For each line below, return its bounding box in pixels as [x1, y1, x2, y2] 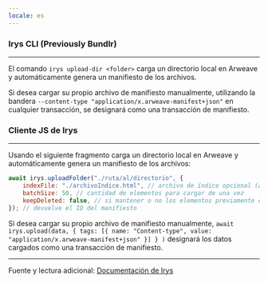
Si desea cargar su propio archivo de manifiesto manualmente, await [8, 218, 234, 228]
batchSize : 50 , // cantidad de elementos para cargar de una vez [22, 189, 245, 197]
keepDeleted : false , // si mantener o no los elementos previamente [22, 197, 255, 205]
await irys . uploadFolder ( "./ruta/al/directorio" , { [8, 174, 183, 182]
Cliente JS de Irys [8, 125, 78, 136]
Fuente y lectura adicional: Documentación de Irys [8, 265, 174, 275]
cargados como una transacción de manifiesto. [8, 242, 164, 252]
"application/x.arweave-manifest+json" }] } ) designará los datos [8, 233, 233, 244]
